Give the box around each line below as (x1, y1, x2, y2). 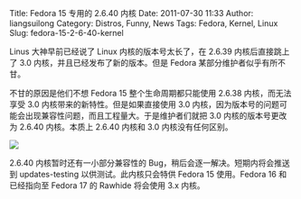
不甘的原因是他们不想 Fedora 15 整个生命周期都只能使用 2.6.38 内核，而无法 (9, 88, 292, 98)
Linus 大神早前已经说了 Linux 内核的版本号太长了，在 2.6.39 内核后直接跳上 (9, 46, 290, 57)
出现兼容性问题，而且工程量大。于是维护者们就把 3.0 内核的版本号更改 (24, 111, 287, 121)
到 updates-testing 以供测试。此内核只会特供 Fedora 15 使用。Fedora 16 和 (9, 169, 287, 179)
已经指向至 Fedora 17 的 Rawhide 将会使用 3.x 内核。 (9, 180, 205, 191)
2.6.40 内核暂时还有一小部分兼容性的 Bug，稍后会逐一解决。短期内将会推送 (9, 158, 291, 168)
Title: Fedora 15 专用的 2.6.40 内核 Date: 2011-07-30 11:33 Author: (9, 8, 254, 18)
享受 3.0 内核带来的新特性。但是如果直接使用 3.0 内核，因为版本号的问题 (9, 99, 280, 110)
